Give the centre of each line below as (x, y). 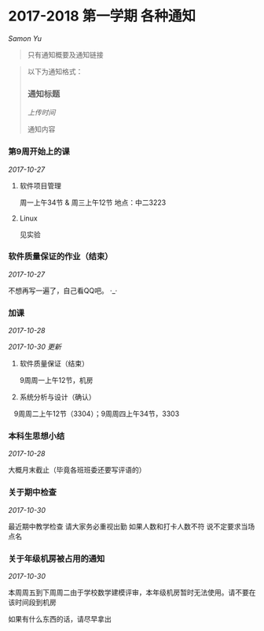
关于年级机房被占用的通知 (57, 559)
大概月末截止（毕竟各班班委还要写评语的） (77, 470)
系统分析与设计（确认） (57, 397)
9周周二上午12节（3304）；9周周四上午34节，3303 (97, 414)
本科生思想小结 (37, 436)
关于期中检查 (33, 492)
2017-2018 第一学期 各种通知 (102, 16)
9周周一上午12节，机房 (56, 380)
